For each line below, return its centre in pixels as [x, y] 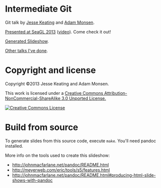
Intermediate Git [38, 9]
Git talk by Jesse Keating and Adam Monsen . [50, 22]
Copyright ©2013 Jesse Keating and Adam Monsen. [57, 84]
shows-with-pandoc [32, 180]
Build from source [42, 128]
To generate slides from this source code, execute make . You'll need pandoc [80, 141]
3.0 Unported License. [84, 98]
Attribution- [116, 93]
